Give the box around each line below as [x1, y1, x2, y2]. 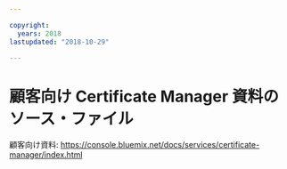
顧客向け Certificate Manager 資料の [9, 86, 279, 107]
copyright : [9, 20, 50, 29]
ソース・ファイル [9, 109, 134, 129]
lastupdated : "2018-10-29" [9, 37, 110, 46]
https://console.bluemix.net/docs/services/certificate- [60, 140, 260, 150]
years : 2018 [17, 28, 62, 38]
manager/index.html [9, 149, 83, 160]
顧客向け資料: [9, 140, 60, 150]
